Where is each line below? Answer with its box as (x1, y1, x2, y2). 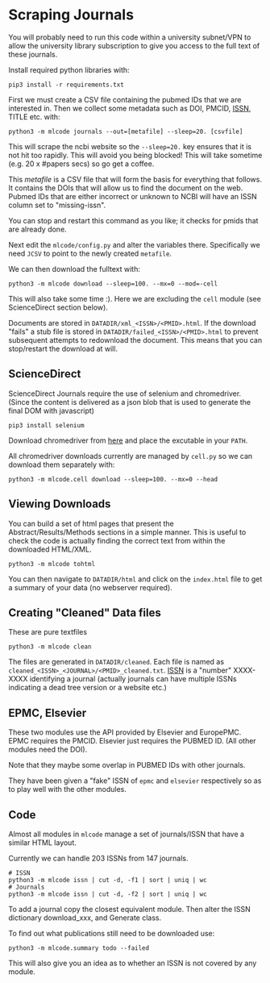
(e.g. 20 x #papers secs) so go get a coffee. (8, 159, 155, 169)
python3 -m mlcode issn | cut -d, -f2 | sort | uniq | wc (8, 890, 207, 898)
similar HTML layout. (8, 838, 77, 848)
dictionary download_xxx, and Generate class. (8, 913, 162, 923)
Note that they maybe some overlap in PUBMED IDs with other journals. (8, 760, 246, 770)
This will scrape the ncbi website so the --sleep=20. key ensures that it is (8, 141, 252, 151)
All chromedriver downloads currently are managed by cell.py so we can (8, 451, 253, 460)
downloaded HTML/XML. (8, 544, 92, 554)
